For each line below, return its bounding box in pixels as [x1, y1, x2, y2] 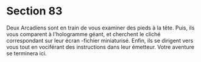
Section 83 [6, 4, 63, 18]
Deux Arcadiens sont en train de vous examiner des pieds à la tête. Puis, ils [6, 24, 195, 31]
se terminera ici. [6, 49, 47, 57]
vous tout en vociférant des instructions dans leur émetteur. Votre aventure [6, 43, 195, 51]
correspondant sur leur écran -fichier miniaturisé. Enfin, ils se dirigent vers [6, 37, 194, 44]
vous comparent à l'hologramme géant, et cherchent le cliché [6, 30, 161, 37]
